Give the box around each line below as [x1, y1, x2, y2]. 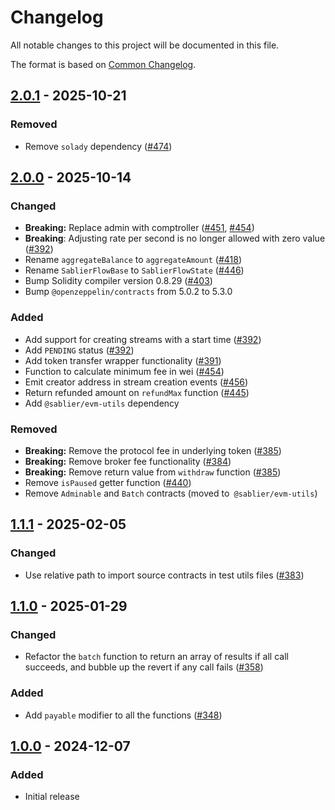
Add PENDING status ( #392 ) [24, 344, 135, 356]
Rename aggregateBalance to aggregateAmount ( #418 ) [24, 254, 243, 266]
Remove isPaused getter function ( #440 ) [24, 476, 192, 488]
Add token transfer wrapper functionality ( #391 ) [24, 354, 222, 366]
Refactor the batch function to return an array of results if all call [24, 651, 289, 663]
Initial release [24, 791, 80, 803]
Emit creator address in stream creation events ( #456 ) [24, 376, 249, 388]
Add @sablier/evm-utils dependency [24, 397, 180, 409]
